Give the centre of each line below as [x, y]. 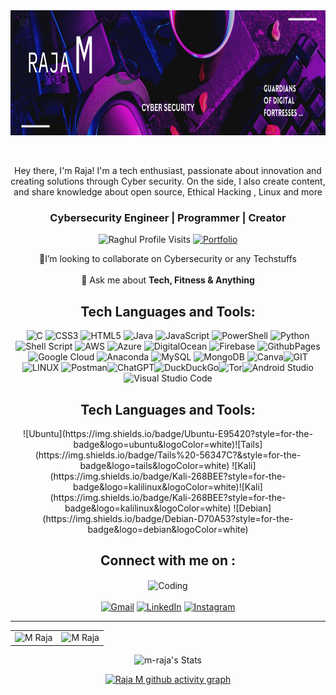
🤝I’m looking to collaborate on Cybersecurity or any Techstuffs [168, 259]
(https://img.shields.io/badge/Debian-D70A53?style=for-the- [168, 518]
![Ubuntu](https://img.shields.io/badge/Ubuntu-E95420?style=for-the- [168, 433]
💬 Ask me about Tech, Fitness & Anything [168, 280]
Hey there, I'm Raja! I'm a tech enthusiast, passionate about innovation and [168, 170]
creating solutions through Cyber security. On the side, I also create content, [168, 181]
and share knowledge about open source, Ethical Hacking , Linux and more [168, 192]
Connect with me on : [167, 560]
